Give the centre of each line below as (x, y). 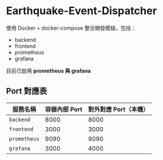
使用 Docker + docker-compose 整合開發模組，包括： (71, 28)
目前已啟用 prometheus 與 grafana (49, 71)
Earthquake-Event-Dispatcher (81, 11)
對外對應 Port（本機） (118, 109)
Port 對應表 (26, 91)
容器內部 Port (64, 109)
